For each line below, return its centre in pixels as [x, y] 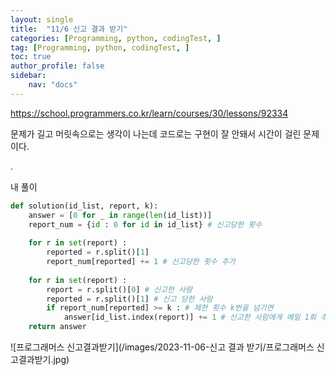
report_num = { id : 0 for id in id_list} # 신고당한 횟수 [145, 224]
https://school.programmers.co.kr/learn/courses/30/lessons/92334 [149, 113]
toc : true [31, 57]
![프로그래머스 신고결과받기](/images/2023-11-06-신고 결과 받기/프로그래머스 [162, 347]
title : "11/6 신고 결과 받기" [69, 29]
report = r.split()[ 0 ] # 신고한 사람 [119, 289]
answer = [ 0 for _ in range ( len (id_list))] [120, 215]
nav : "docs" [53, 85]
